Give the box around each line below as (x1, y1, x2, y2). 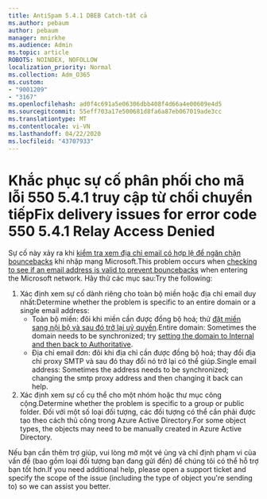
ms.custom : (8, 78, 44, 86)
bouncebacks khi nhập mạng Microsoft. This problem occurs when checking (8, 257, 257, 266)
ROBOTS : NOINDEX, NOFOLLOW (8, 56, 98, 64)
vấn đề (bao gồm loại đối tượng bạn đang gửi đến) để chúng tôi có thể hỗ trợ (8, 456, 259, 466)
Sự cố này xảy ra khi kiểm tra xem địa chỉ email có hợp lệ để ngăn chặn (8, 248, 241, 258)
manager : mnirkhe (8, 33, 66, 42)
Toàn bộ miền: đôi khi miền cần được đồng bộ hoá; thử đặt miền (31, 315, 241, 324)
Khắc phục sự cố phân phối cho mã (8, 172, 245, 189)
